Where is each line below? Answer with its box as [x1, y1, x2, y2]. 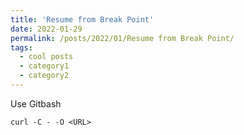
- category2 [19, 71, 70, 81]
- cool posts [19, 52, 74, 62]
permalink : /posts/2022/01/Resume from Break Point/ [10, 33, 235, 43]
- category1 [19, 61, 70, 71]
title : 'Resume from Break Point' [10, 14, 155, 25]
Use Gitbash [10, 97, 62, 110]
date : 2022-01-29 [10, 24, 83, 34]
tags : [10, 42, 33, 53]
